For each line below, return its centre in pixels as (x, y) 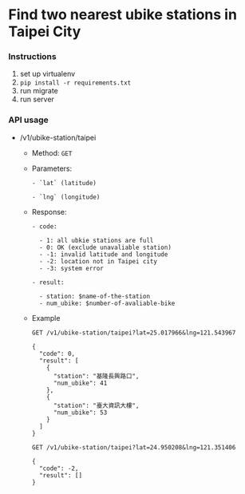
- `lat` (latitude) (64, 183)
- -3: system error (71, 268)
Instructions (33, 57)
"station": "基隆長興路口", (96, 376)
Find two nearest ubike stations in (123, 15)
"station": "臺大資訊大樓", (96, 405)
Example (46, 318)
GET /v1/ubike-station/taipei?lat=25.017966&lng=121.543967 (134, 333)
